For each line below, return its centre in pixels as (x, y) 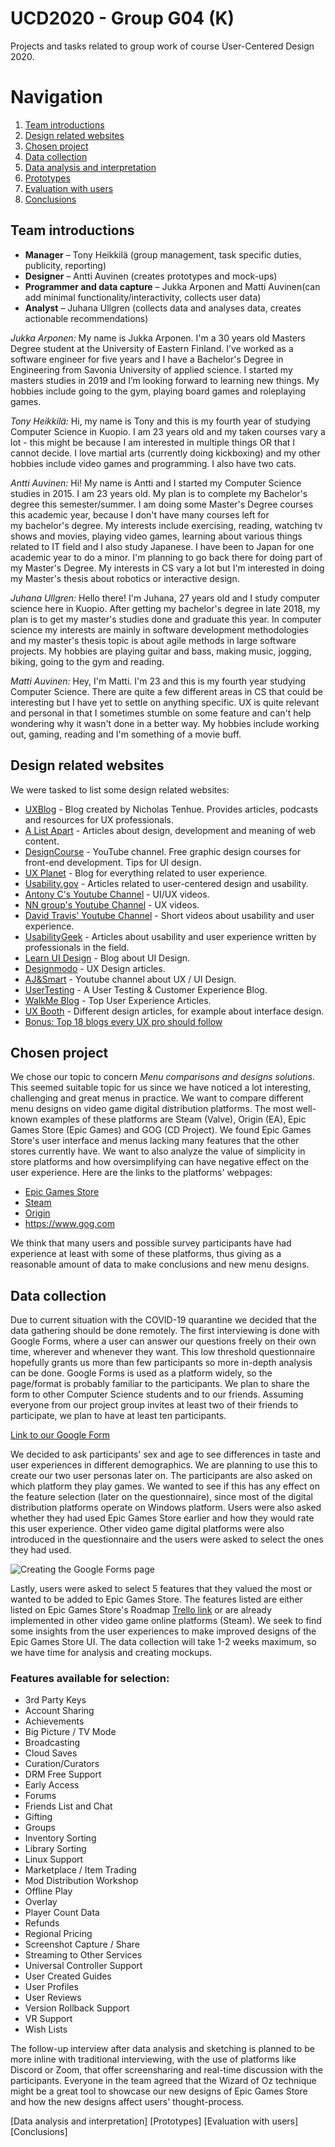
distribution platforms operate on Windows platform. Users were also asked (166, 1508)
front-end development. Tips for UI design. (113, 862)
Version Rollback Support (77, 2008)
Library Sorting (55, 1849)
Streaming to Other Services (83, 1955)
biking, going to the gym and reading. (87, 661)
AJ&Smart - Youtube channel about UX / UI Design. (130, 979)
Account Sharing (59, 1711)
